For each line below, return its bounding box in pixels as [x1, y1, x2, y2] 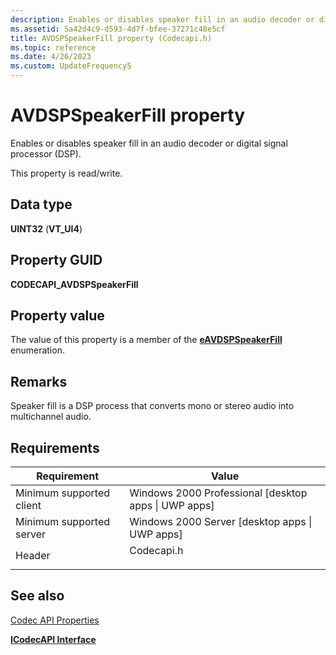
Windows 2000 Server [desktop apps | [129, 515, 313, 528]
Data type [10, 196, 73, 213]
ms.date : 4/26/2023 [10, 52, 92, 62]
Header [15, 549, 51, 562]
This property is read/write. [10, 167, 123, 179]
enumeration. [10, 344, 65, 356]
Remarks [10, 373, 68, 390]
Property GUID [10, 252, 103, 269]
